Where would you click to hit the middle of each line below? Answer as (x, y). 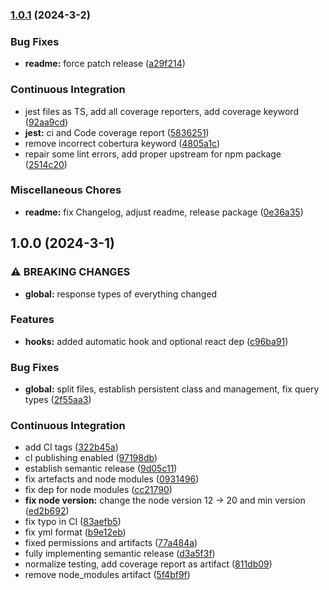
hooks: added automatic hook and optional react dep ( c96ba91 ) (156, 341)
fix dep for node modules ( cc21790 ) (98, 490)
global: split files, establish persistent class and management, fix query (172, 389)
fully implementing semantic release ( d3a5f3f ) (120, 554)
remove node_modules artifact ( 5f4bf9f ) (107, 575)
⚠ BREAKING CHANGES (70, 272)
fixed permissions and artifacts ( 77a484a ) (111, 543)
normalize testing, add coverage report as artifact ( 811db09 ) (148, 564)
